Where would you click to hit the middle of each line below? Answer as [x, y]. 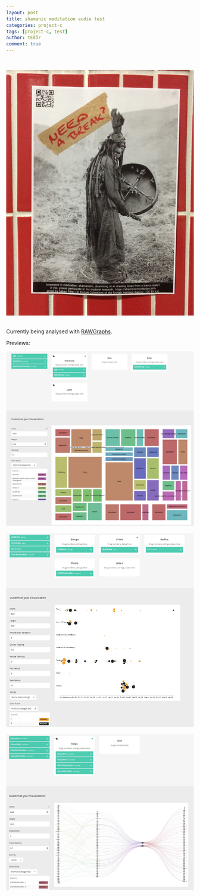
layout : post [22, 13]
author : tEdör [24, 38]
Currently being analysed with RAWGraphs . [59, 331]
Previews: [18, 343]
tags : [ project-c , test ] [37, 32]
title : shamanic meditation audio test [56, 19]
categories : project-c [34, 25]
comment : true [24, 44]
